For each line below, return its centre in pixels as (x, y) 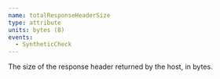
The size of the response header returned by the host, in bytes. (111, 66)
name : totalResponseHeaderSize (59, 15)
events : (21, 37)
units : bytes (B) (37, 30)
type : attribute (35, 23)
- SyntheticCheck (44, 45)
